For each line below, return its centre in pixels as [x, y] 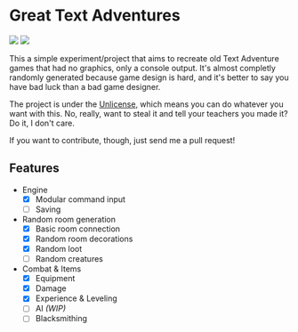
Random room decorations [84, 239]
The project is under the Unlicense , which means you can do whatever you [146, 104]
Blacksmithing [61, 319]
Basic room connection [78, 229]
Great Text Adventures [95, 16]
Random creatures [69, 259]
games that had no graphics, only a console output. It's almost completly [142, 68]
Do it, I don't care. [42, 123]
